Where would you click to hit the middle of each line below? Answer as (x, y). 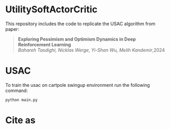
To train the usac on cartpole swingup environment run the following (78, 85)
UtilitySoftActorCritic (51, 10)
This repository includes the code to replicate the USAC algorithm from (80, 24)
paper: (12, 29)
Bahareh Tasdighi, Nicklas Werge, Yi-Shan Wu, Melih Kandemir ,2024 (91, 50)
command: (17, 90)
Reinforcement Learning (44, 44)
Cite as (21, 121)
